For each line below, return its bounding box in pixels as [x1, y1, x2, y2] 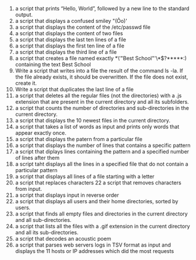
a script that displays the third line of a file [15, 49, 117, 55]
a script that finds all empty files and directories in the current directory [15, 210, 188, 217]
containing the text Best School [15, 61, 92, 68]
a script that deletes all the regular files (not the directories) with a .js [15, 92, 182, 99]
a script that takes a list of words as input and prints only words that [15, 123, 180, 130]
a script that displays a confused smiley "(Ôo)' [15, 18, 128, 24]
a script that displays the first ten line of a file [15, 42, 125, 49]
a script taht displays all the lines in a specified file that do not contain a [15, 160, 188, 167]
